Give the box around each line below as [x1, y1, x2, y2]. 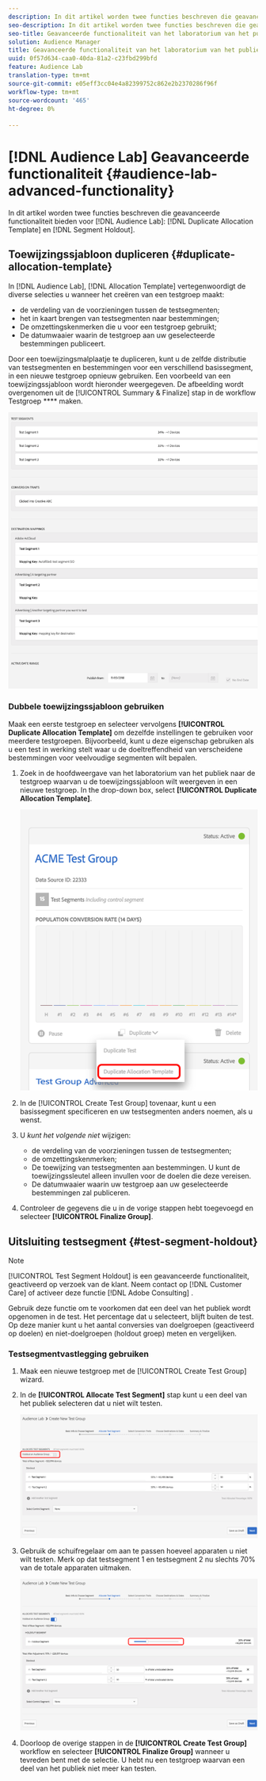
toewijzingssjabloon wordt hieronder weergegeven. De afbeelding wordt [8, 379, 244, 388]
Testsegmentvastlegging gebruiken [8, 1348, 149, 1359]
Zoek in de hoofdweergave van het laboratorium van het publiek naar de [19, 768, 256, 778]
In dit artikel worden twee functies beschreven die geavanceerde [8, 208, 220, 218]
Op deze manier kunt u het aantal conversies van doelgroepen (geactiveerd [8, 1320, 255, 1330]
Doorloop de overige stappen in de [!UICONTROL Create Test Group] [19, 1738, 248, 1748]
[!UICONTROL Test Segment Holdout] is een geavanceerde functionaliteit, [8, 1271, 249, 1281]
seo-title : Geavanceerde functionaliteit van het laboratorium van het [8, 29, 249, 37]
